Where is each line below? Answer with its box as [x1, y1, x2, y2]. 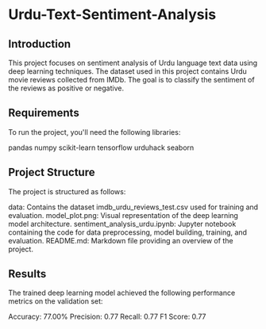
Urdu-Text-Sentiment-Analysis [8, 6, 217, 24]
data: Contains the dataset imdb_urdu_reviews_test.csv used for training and [8, 202, 259, 212]
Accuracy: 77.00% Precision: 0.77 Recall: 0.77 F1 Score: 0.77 [8, 312, 206, 322]
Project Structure [8, 166, 95, 179]
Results [8, 267, 47, 281]
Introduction [8, 37, 71, 51]
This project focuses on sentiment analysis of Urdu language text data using [8, 58, 258, 67]
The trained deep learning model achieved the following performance [8, 288, 236, 298]
